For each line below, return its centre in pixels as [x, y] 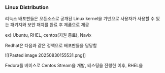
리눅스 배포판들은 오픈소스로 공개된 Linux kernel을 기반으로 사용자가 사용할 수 [80, 19]
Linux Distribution [27, 7]
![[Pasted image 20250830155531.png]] [46, 55]
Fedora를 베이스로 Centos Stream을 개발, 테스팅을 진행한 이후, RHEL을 [74, 66]
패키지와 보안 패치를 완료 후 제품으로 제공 [50, 25]
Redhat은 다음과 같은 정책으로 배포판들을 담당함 [51, 46]
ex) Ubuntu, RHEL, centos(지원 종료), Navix [49, 35]
